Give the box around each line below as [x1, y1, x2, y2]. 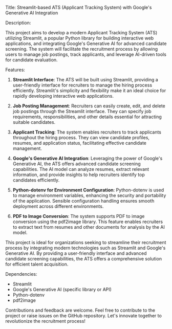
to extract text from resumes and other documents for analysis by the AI [12, 224, 165, 230]
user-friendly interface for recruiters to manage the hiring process [12, 82, 153, 88]
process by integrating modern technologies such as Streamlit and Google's [5, 245, 166, 251]
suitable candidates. [12, 119, 56, 125]
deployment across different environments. [12, 203, 104, 209]
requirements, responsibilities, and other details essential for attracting [12, 114, 162, 120]
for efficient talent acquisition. [5, 261, 69, 267]
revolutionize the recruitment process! [5, 318, 86, 324]
